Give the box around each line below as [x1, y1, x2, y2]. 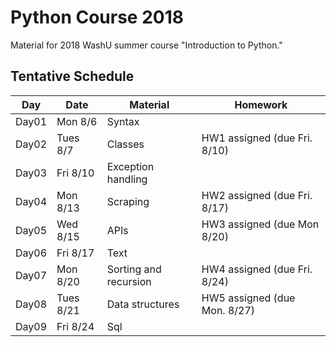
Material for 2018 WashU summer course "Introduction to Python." [10, 39, 283, 51]
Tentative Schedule [10, 68, 135, 85]
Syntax [106, 114, 140, 128]
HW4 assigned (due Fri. [201, 262, 313, 276]
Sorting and [106, 262, 162, 276]
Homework [234, 97, 288, 111]
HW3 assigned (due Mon [201, 217, 320, 231]
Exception [106, 159, 155, 173]
